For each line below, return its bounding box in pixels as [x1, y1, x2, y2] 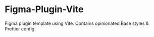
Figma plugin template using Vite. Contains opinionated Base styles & [5, 20, 149, 26]
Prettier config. [5, 25, 36, 31]
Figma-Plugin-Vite [5, 4, 84, 15]
